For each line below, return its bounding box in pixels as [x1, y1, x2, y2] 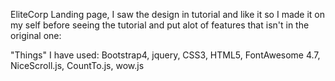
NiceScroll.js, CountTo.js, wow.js [10, 60, 145, 71]
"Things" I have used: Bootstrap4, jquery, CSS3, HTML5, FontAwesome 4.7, [10, 49, 321, 61]
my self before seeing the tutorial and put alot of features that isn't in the [10, 19, 310, 31]
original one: [10, 30, 62, 41]
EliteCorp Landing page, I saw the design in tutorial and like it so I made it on [10, 9, 326, 20]
